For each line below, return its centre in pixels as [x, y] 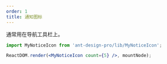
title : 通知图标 [24, 17]
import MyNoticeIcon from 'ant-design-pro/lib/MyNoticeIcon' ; [84, 45]
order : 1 [17, 11]
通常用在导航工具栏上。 [35, 34]
